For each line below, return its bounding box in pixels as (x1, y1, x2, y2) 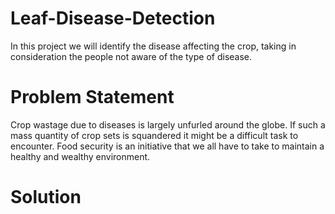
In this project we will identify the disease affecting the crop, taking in (10, 40, 297, 52)
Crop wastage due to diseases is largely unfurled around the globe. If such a (10, 118, 326, 131)
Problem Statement (10, 86, 175, 109)
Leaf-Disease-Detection (10, 7, 216, 30)
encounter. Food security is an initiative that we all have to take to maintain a (10, 140, 325, 152)
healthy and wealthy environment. (10, 150, 151, 162)
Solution (10, 186, 82, 209)
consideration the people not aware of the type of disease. (10, 50, 253, 62)
